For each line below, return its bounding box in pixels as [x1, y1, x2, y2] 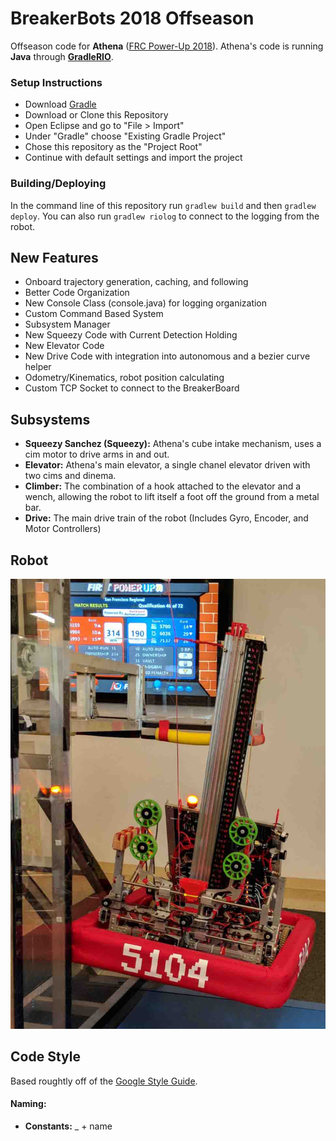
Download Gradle [24, 98, 97, 111]
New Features [10, 249, 99, 266]
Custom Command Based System [24, 308, 164, 320]
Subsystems [10, 411, 91, 428]
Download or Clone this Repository [24, 109, 169, 121]
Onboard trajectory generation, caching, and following [24, 276, 249, 288]
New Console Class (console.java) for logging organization [24, 297, 268, 309]
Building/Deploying [10, 177, 107, 191]
